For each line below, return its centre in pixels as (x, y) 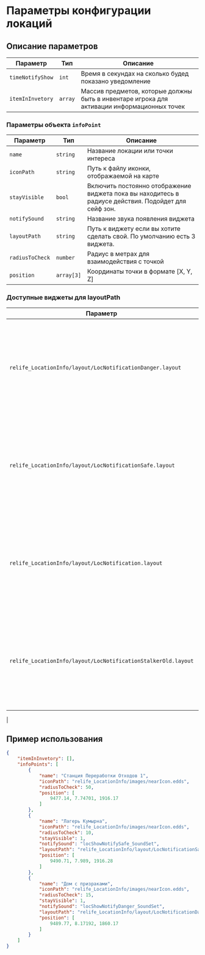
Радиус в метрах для (118, 254)
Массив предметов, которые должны (136, 91)
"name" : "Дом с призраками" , (76, 884)
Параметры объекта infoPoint (54, 125)
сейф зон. (101, 209)
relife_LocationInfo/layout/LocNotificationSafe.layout (92, 465)
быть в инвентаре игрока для (124, 99)
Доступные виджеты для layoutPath (63, 298)
